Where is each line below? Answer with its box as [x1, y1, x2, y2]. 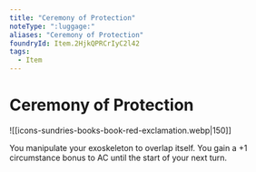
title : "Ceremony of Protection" [9, 13, 136, 23]
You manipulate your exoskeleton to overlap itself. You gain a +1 [9, 142, 248, 153]
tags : [9, 47, 30, 56]
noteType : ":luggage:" [9, 22, 95, 31]
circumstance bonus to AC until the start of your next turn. [9, 152, 228, 163]
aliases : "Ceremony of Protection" [9, 30, 144, 39]
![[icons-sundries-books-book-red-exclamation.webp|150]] [9, 125, 231, 136]
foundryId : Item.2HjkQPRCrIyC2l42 [9, 38, 141, 48]
